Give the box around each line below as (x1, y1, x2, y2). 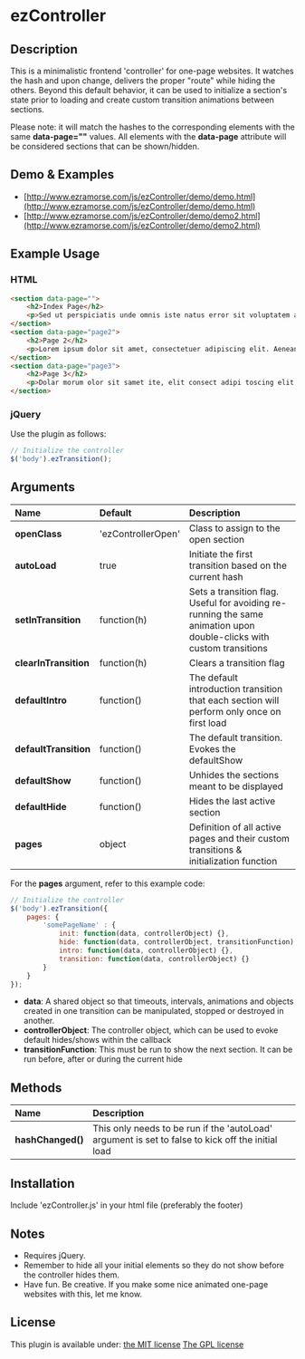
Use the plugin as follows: (10, 429, 107, 439)
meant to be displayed (188, 780, 284, 793)
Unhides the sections (188, 768, 280, 781)
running (188, 608, 223, 621)
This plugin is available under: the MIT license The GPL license (10, 1338, 244, 1350)
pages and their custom (188, 832, 291, 844)
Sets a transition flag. (188, 585, 279, 598)
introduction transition (188, 682, 283, 695)
